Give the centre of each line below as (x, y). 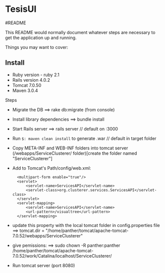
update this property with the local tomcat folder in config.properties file (86, 225)
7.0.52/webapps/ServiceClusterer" (48, 235)
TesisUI (21, 9)
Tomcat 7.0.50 (27, 85)
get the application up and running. (41, 38)
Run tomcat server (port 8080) (44, 265)
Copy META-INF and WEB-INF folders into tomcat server (70, 148)
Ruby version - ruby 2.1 (36, 75)
